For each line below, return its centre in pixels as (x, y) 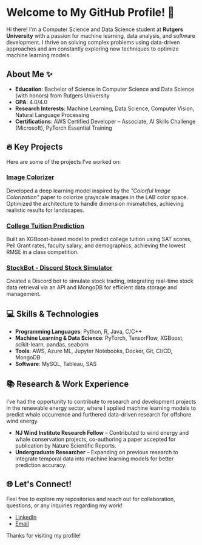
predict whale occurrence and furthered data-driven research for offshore (99, 415)
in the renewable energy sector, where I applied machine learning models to (101, 408)
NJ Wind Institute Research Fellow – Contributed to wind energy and (102, 433)
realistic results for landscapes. (45, 210)
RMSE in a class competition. (42, 252)
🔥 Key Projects (35, 147)
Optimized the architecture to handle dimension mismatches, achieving (95, 203)
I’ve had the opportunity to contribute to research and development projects (101, 402)
